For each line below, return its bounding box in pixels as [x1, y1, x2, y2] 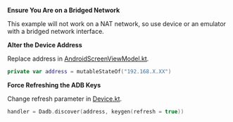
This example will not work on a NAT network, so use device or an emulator [7, 20, 227, 28]
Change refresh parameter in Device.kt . [7, 94, 122, 103]
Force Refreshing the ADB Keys [7, 80, 101, 89]
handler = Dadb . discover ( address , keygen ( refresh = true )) [7, 108, 184, 115]
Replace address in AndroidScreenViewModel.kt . [7, 54, 149, 63]
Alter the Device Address [7, 41, 82, 49]
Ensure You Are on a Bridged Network [7, 6, 120, 14]
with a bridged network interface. [7, 28, 104, 35]
